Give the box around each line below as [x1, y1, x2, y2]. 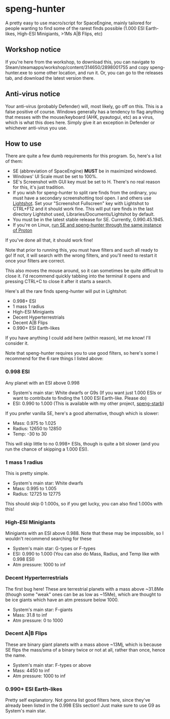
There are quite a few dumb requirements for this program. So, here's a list [5, 153, 161, 159]
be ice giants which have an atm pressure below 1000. [5, 597, 119, 603]
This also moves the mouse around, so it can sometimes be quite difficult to [5, 267, 163, 274]
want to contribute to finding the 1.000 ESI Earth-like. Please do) [12, 395, 147, 401]
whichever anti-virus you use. [5, 125, 67, 131]
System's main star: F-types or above [12, 662, 91, 668]
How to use [5, 139, 42, 148]
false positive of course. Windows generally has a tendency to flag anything [5, 109, 164, 115]
